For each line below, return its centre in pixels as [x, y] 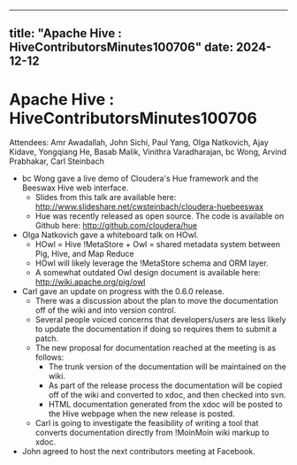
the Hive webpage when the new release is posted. [142, 414]
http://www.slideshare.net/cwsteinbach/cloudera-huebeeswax [149, 207]
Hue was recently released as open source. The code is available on [160, 216]
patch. [47, 338]
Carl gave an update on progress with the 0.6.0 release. [123, 291]
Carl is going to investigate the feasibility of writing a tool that [147, 423]
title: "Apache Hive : [65, 33]
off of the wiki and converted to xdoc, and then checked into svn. [167, 395]
